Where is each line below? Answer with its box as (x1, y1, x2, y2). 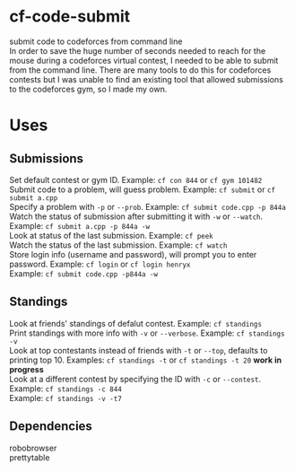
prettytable (9, 451, 50, 463)
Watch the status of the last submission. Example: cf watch (9, 240, 228, 250)
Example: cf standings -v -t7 (9, 392, 123, 403)
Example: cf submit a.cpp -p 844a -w (9, 220, 151, 231)
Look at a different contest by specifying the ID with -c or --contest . (9, 373, 262, 384)
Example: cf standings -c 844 (9, 383, 123, 394)
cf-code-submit (9, 6, 131, 27)
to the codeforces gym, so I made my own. (9, 83, 168, 94)
